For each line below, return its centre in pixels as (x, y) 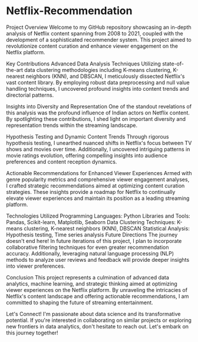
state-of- (173, 64)
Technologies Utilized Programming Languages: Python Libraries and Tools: (98, 216)
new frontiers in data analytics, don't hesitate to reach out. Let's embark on (98, 326)
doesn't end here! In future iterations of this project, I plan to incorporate (94, 241)
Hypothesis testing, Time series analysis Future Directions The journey (92, 235)
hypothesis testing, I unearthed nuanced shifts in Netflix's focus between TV (99, 143)
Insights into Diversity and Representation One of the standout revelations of (99, 106)
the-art (15, 70)
